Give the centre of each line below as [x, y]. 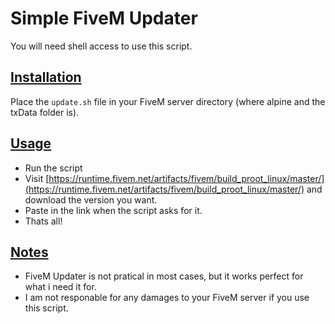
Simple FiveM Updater [104, 18]
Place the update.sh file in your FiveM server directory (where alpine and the [168, 101]
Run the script [53, 168]
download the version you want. [91, 199]
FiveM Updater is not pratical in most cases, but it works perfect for [164, 276]
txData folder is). [45, 112]
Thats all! [43, 221]
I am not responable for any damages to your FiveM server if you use [167, 298]
